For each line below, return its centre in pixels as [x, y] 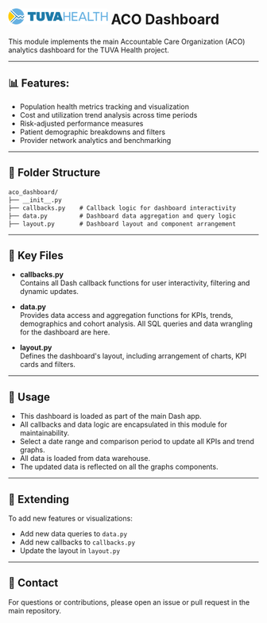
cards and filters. [47, 365]
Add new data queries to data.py [74, 534]
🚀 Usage [29, 397]
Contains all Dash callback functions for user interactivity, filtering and [135, 283]
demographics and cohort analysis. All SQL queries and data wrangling [136, 324]
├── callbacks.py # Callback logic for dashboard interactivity [122, 208]
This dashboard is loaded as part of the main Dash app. [110, 416]
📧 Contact [33, 583]
